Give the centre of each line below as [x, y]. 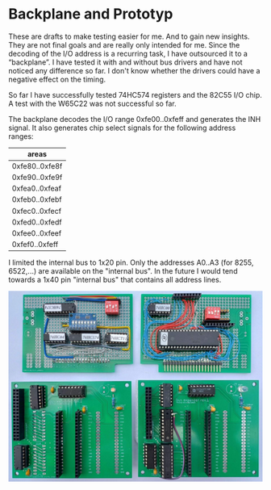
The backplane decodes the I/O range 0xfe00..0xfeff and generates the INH [135, 119]
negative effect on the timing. [57, 79]
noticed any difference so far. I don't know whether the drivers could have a [134, 70]
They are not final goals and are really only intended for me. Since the [124, 44]
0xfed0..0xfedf [37, 222]
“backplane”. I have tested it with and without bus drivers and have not [126, 62]
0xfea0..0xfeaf [37, 188]
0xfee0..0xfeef [37, 233]
